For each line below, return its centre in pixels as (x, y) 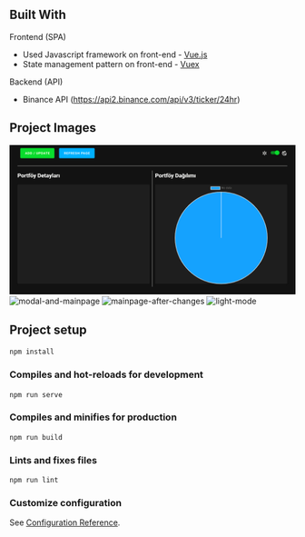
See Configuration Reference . (65, 522)
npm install (32, 352)
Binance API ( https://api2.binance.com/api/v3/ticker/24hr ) (131, 99)
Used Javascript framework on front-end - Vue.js (115, 55)
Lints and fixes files (54, 460)
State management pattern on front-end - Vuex (111, 64)
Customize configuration (66, 503)
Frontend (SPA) (38, 36)
